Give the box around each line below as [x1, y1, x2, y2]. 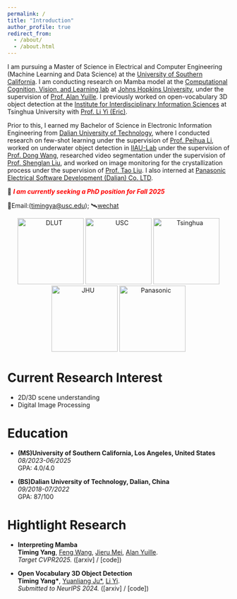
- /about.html [13, 43, 55, 50]
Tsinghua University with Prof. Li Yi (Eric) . [7, 107, 128, 116]
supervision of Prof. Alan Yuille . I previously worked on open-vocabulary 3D [7, 92, 228, 101]
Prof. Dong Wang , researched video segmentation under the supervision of [7, 151, 226, 159]
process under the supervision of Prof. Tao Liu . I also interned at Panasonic [7, 167, 226, 174]
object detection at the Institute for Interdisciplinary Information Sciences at [7, 100, 227, 108]
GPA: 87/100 [17, 492, 54, 501]
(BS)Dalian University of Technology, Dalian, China [17, 477, 170, 485]
